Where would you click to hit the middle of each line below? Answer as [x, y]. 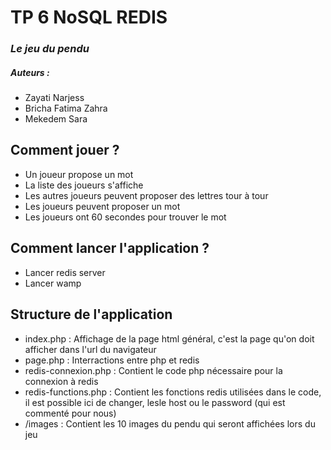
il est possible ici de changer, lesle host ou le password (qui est [155, 402]
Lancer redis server [65, 272]
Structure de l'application [91, 314]
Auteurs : [30, 72]
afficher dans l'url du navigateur [90, 349]
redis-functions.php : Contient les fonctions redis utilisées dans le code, [173, 392]
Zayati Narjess [54, 98]
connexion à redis [61, 381]
